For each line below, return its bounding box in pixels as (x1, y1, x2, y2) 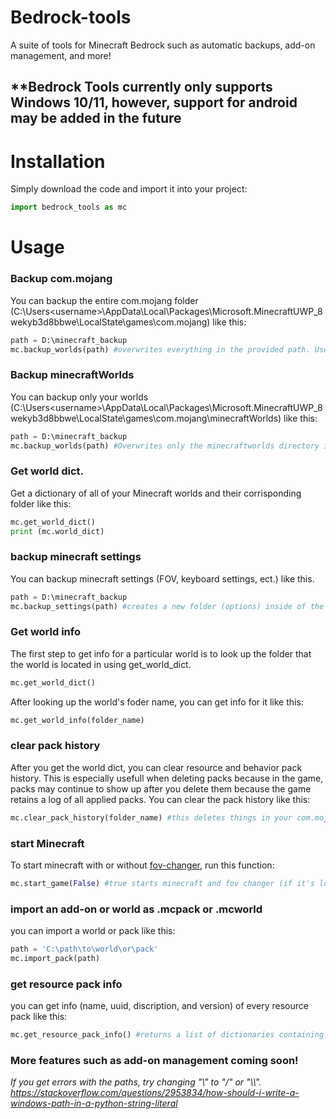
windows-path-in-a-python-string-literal (10, 1097, 178, 1110)
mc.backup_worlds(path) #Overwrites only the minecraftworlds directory (10, 441, 320, 451)
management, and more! (10, 49, 112, 61)
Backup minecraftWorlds (10, 368, 135, 382)
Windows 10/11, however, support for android (10, 94, 298, 111)
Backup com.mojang (10, 272, 113, 286)
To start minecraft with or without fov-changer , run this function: (10, 859, 275, 871)
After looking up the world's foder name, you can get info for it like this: (10, 696, 304, 708)
